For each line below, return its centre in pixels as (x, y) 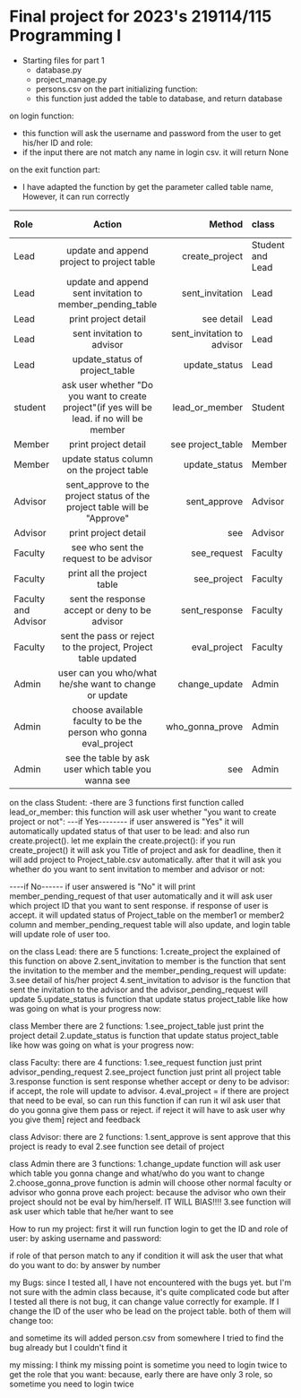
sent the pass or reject (107, 635)
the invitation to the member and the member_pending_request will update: (148, 971)
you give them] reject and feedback (75, 1119)
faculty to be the (107, 721)
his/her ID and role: (58, 142)
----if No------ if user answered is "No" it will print (103, 886)
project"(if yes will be (107, 407)
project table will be (107, 506)
